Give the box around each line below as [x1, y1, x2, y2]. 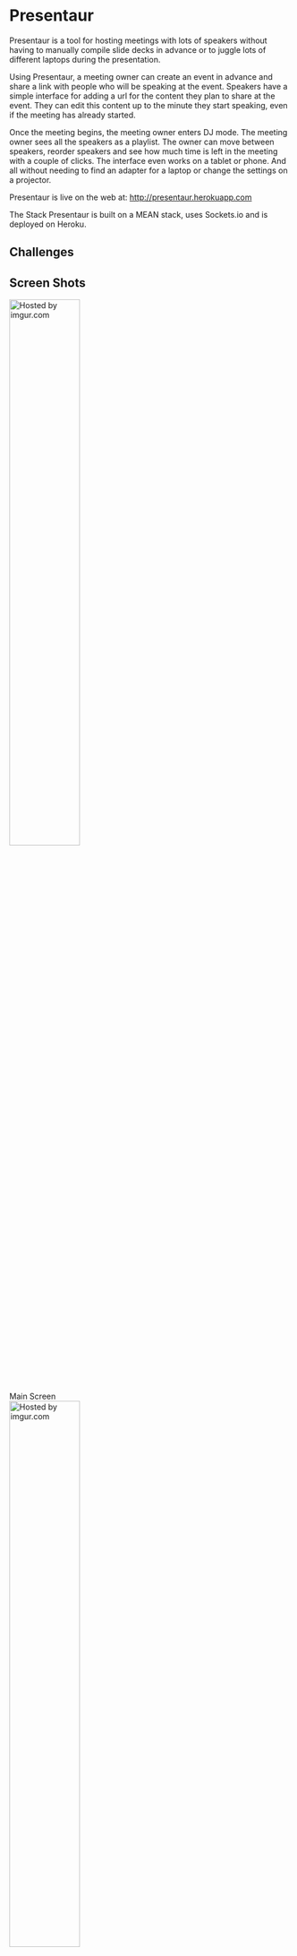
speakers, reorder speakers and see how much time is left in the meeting [9, 145, 278, 157]
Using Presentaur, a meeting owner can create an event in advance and [9, 71, 273, 82]
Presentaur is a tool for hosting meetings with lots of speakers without [9, 35, 267, 46]
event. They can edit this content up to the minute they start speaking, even [9, 99, 288, 110]
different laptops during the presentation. [9, 54, 161, 65]
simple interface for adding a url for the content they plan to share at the [9, 90, 276, 101]
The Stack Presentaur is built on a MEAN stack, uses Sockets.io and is [9, 209, 268, 220]
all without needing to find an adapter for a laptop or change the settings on [9, 165, 288, 176]
